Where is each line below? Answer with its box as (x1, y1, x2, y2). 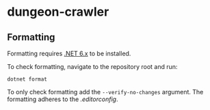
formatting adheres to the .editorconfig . (7, 95, 118, 103)
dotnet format (7, 76, 48, 83)
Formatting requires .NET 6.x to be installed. (7, 49, 131, 57)
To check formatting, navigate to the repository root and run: (7, 63, 178, 70)
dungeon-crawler (7, 4, 109, 20)
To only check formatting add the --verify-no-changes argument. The (7, 88, 204, 96)
